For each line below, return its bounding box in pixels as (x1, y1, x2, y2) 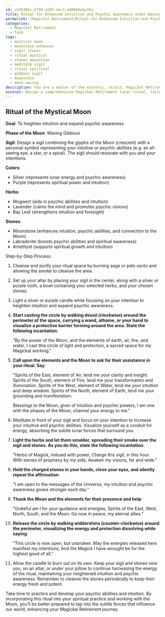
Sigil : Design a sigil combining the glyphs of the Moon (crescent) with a (5, 140, 150, 145)
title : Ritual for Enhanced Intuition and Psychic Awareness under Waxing (5, 12, 162, 17)
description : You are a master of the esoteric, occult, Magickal (5, 84, 144, 90)
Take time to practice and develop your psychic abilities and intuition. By (5, 590, 152, 597)
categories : (5, 21, 30, 26)
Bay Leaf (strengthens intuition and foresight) (12, 209, 105, 215)
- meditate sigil (10, 62, 46, 67)
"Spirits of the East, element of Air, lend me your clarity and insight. (12, 372, 148, 378)
